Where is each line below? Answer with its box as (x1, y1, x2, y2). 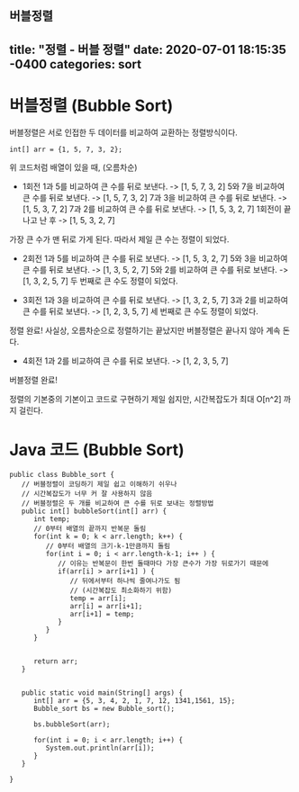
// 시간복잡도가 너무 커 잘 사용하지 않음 (21, 489, 153, 498)
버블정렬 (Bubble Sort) (9, 95, 174, 115)
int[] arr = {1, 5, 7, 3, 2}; (9, 145, 123, 154)
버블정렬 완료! (9, 374, 59, 385)
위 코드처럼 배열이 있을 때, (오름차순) (9, 161, 138, 173)
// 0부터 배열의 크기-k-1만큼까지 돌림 (45, 541, 171, 551)
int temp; (32, 514, 70, 524)
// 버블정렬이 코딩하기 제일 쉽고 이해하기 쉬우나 (21, 480, 177, 489)
